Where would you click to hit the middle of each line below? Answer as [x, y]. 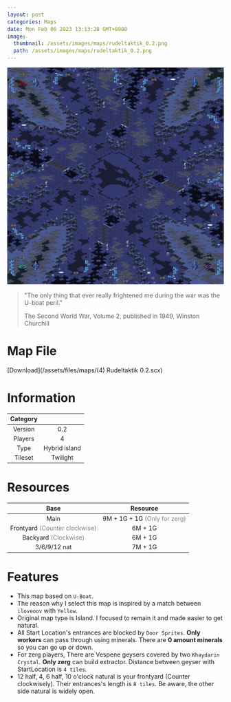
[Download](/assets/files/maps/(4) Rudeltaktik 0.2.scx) [85, 370]
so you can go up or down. [55, 647]
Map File [32, 351]
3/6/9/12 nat [54, 547]
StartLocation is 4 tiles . [52, 669]
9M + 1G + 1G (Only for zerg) [145, 518]
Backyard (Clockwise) [53, 538]
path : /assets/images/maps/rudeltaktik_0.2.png [83, 51]
